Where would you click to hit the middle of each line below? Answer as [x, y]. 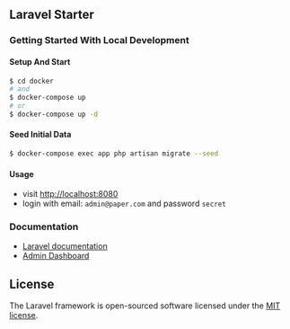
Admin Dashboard [56, 256]
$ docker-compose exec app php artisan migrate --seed [114, 154]
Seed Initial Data [40, 135]
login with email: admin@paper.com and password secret [124, 204]
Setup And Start [40, 61]
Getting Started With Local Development [100, 40]
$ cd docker [31, 81]
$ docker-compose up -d [54, 115]
